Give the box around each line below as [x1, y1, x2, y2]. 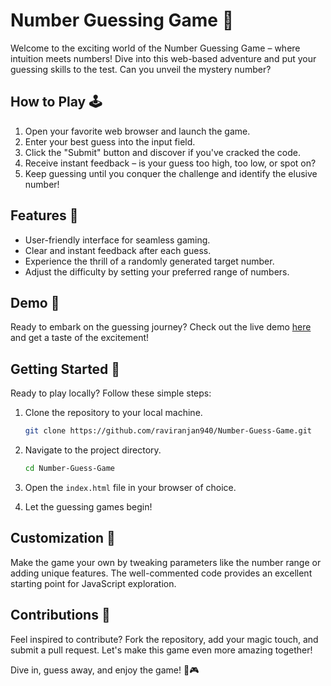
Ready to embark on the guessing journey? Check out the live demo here [10, 321, 312, 333]
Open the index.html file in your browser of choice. [24, 481, 237, 493]
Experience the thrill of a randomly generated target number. [24, 255, 275, 267]
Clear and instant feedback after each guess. [24, 244, 212, 256]
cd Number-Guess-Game [24, 464, 115, 474]
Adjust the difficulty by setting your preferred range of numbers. [24, 265, 290, 278]
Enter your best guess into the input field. [24, 135, 196, 148]
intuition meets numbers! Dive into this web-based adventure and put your [10, 52, 317, 64]
